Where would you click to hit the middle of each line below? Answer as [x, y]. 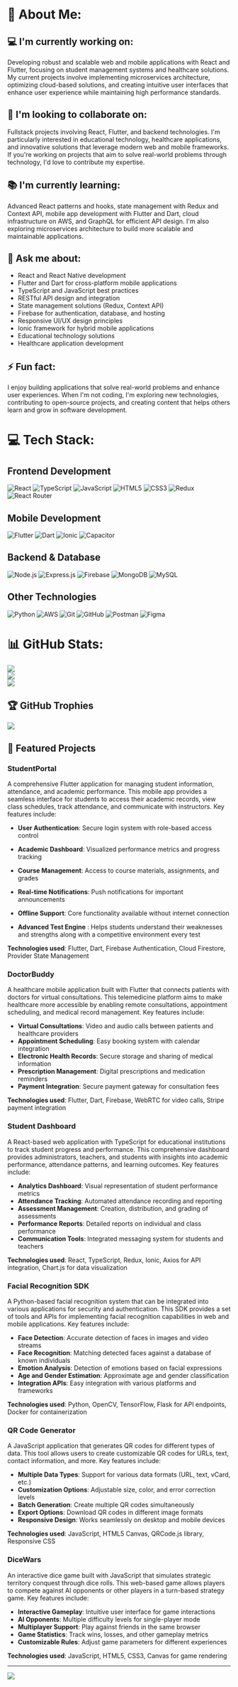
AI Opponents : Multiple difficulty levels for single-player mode [109, 1619]
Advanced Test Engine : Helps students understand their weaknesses [120, 927]
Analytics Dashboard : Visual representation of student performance [118, 1185]
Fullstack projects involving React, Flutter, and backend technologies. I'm [114, 131]
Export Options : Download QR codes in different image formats [110, 1512]
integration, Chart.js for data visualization [67, 1267]
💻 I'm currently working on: [70, 42]
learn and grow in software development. [67, 410]
